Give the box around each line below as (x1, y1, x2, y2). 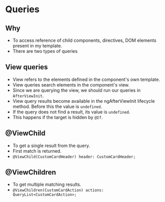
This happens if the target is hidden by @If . (12, 114, 103, 120)
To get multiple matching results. (12, 182, 81, 188)
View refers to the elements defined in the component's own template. (12, 76, 160, 82)
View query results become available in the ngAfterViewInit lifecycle (12, 98, 155, 104)
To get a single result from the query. (12, 142, 90, 149)
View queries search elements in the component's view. (12, 81, 130, 88)
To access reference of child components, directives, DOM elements (12, 37, 156, 43)
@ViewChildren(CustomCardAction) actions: (12, 188, 104, 193)
